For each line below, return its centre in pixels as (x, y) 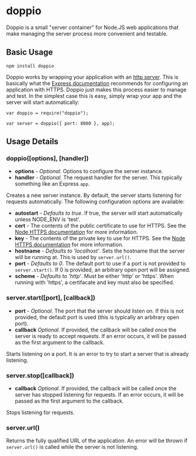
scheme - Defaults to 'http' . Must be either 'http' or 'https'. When (94, 276)
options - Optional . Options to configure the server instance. (89, 171)
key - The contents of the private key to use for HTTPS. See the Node (100, 238)
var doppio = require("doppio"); (47, 113)
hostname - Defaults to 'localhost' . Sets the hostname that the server (100, 251)
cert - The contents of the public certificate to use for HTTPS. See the (100, 226)
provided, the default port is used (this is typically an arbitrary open (97, 317)
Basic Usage (30, 52)
